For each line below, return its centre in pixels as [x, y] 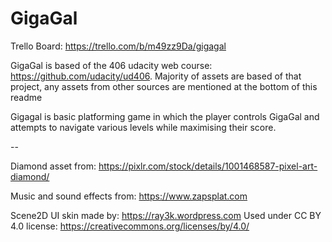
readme [26, 97]
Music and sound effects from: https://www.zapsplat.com [129, 196]
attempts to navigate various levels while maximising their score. [143, 127]
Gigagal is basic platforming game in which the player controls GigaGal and [165, 116]
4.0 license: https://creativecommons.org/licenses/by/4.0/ [130, 226]
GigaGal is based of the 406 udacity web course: [111, 65]
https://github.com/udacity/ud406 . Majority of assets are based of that [156, 76]
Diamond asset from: [53, 166]
